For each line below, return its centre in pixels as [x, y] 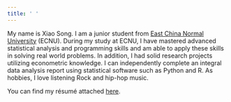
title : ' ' [23, 14]
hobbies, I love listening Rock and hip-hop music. [78, 78]
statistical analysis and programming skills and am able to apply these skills [116, 48]
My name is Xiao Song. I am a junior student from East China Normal [106, 33]
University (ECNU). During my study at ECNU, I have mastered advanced [112, 41]
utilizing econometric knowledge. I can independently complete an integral [114, 62]
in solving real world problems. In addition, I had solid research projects [110, 56]
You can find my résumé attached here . [64, 91]
